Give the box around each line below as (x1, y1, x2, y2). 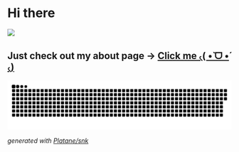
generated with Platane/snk (7, 136, 89, 145)
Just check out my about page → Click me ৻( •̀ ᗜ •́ (7, 50, 230, 62)
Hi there (7, 5, 55, 21)
